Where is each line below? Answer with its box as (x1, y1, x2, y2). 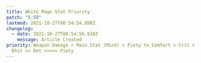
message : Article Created (17, 37, 82, 43)
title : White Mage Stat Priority (6, 8, 90, 15)
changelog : (6, 25, 34, 32)
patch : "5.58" (6, 14, 42, 20)
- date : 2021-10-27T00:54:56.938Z (11, 31, 98, 37)
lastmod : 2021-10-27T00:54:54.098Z (6, 20, 96, 26)
